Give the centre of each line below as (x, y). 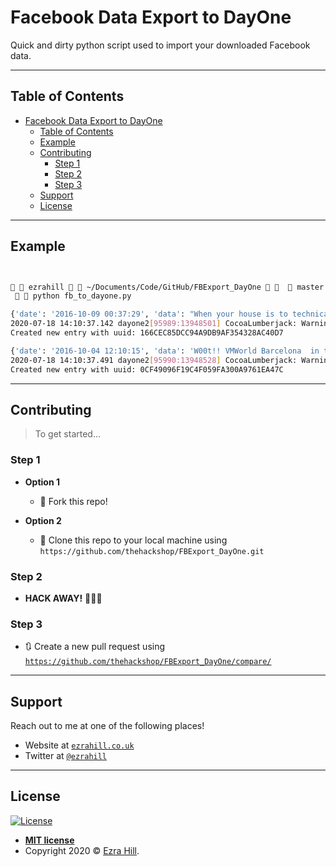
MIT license (49, 840)
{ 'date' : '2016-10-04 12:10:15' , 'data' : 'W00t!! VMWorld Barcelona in (165, 351)
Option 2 (43, 520)
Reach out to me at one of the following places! (107, 726)
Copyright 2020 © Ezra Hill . (82, 850)
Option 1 (42, 482)
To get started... (68, 434)
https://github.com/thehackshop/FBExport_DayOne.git (152, 551)
